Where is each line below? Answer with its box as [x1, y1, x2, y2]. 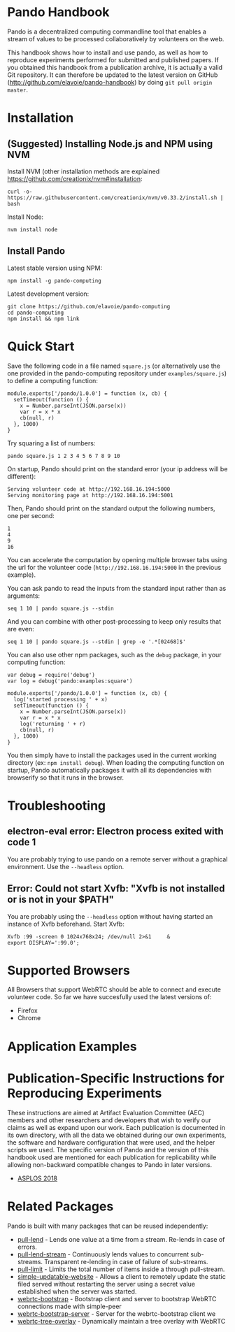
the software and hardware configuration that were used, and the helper [7, 1138, 215, 1147]
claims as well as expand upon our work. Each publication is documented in [7, 1123, 226, 1131]
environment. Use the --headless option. [7, 862, 124, 871]
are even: [7, 624, 34, 633]
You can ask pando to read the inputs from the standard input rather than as [7, 584, 227, 592]
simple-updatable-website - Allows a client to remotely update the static [17, 1272, 226, 1280]
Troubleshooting [7, 798, 106, 813]
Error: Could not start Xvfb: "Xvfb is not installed [7, 882, 225, 895]
